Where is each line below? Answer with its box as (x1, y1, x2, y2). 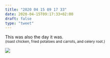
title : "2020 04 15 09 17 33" (5, 7, 67, 12)
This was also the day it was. (5, 34, 64, 40)
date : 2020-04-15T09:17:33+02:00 (5, 12, 74, 17)
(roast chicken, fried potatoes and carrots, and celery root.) (5, 39, 106, 44)
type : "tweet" (5, 20, 34, 26)
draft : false (5, 16, 32, 21)
